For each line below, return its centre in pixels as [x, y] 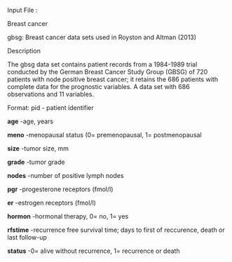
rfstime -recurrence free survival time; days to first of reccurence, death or [116, 230]
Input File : [22, 10]
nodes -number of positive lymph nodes [66, 175]
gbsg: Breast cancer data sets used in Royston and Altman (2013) [102, 37]
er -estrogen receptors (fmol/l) [52, 203]
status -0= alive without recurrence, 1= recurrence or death [94, 251]
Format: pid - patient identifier [50, 108]
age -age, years [30, 121]
